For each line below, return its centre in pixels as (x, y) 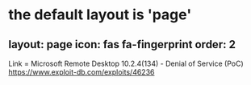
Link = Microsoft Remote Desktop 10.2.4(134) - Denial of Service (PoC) (126, 63)
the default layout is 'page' (100, 15)
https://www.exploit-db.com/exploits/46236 (82, 72)
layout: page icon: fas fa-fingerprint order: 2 (122, 45)
